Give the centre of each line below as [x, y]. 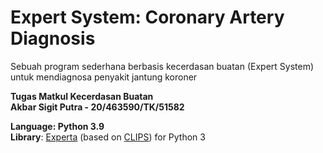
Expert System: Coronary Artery [147, 17]
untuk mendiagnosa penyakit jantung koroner [104, 77]
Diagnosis [53, 38]
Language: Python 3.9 [57, 126]
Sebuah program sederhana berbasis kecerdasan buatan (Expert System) [162, 66]
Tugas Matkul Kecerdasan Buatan [82, 96]
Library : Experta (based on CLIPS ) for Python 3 [108, 137]
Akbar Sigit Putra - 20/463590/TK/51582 [97, 107]
